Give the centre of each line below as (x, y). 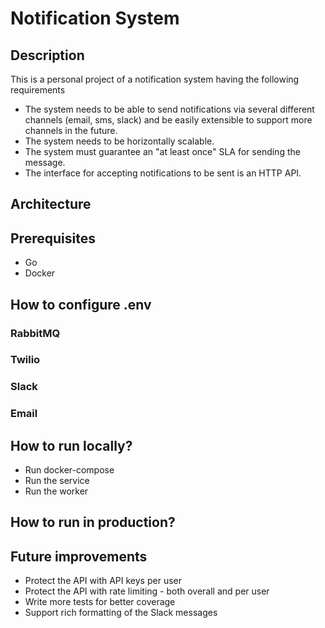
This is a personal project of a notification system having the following (155, 79)
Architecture (51, 204)
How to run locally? (71, 445)
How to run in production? (93, 522)
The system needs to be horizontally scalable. (119, 141)
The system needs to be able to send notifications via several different (169, 109)
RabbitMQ (35, 333)
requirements (38, 90)
